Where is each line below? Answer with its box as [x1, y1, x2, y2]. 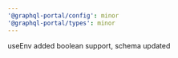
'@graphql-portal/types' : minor [7, 19, 115, 27]
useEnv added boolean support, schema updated [7, 41, 171, 50]
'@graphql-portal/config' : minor [7, 11, 119, 20]
